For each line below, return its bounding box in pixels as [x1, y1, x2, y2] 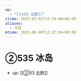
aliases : [5, 21, 23, 26]
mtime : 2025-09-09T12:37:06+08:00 [5, 30, 77, 35]
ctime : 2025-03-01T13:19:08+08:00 [5, 16, 77, 21]
